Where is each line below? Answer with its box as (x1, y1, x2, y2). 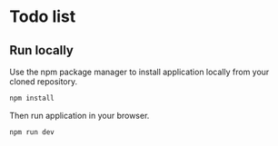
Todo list (9, 6, 76, 27)
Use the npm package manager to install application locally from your (9, 66, 270, 77)
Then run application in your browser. (9, 110, 150, 121)
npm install (9, 93, 55, 102)
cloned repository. (9, 76, 78, 87)
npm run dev (9, 127, 55, 137)
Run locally (9, 43, 74, 58)
